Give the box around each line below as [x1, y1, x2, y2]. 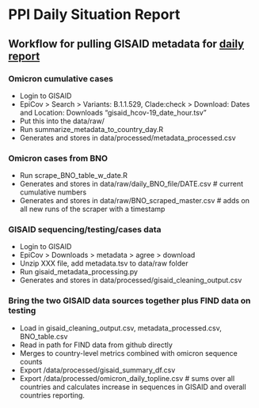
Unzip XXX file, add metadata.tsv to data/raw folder [19, 259, 189, 268]
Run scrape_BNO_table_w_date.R [19, 171, 128, 180]
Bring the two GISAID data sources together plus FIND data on [8, 295, 251, 306]
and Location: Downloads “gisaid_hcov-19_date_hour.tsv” [19, 108, 208, 117]
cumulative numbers [19, 187, 87, 197]
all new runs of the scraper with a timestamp [19, 204, 166, 214]
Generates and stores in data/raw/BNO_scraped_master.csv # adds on [19, 196, 249, 206]
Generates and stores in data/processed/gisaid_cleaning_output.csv [19, 275, 242, 285]
